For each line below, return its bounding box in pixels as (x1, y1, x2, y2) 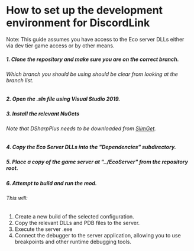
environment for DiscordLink (6, 16, 150, 30)
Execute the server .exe (14, 226, 73, 233)
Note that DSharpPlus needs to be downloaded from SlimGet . (6, 125, 157, 132)
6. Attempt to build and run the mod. (6, 179, 98, 186)
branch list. (6, 76, 34, 83)
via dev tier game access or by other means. (6, 42, 115, 49)
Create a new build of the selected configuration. (14, 213, 134, 220)
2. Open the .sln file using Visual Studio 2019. (6, 95, 121, 102)
